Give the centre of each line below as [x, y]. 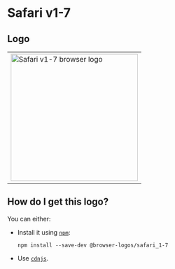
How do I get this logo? [58, 202]
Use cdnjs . [33, 258]
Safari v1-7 [39, 13]
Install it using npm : [44, 232]
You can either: [29, 219]
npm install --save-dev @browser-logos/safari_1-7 [93, 245]
